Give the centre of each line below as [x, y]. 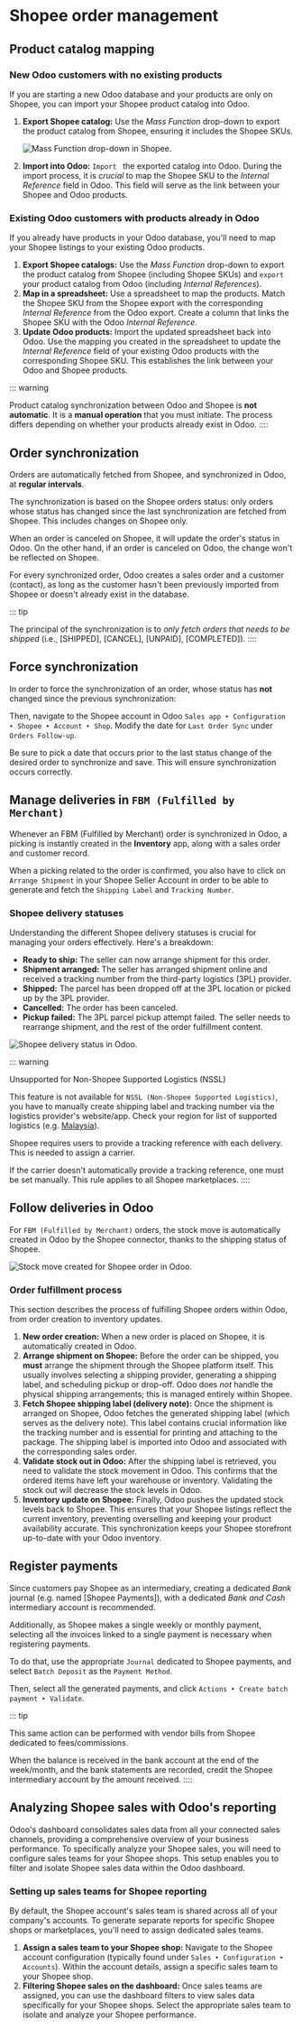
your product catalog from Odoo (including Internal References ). [142, 284]
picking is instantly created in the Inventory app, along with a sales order [145, 843]
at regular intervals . [47, 484]
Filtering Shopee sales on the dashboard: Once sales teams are [142, 1986]
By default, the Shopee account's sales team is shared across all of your [143, 1911]
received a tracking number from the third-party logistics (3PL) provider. [156, 978]
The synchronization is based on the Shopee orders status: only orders [141, 501]
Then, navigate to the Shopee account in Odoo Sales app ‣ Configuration [148, 716]
